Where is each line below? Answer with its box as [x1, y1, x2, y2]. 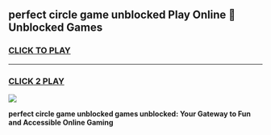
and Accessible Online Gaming [8, 117, 114, 127]
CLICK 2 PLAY [8, 75, 65, 86]
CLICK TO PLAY [8, 45, 71, 57]
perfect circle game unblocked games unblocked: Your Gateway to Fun [8, 108, 252, 118]
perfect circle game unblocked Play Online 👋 [8, 8, 236, 22]
